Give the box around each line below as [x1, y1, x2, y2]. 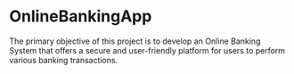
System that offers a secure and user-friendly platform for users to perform [9, 45, 286, 55]
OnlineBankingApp [9, 6, 152, 27]
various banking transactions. [9, 54, 118, 65]
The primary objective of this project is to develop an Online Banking [9, 36, 261, 46]
